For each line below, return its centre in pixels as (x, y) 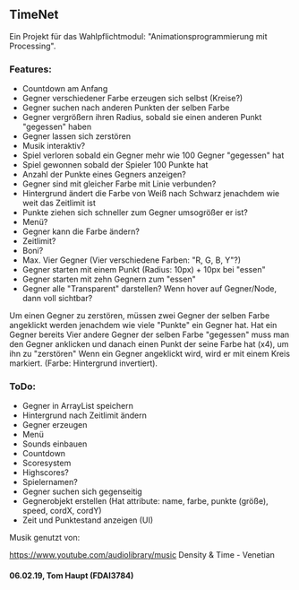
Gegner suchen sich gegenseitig (82, 491)
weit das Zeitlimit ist (59, 203)
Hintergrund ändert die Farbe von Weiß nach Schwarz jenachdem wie (151, 194)
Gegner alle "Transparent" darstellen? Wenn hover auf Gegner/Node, (149, 289)
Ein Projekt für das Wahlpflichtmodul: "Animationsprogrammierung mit (138, 36)
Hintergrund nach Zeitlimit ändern (85, 415)
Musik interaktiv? (54, 146)
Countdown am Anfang (65, 89)
